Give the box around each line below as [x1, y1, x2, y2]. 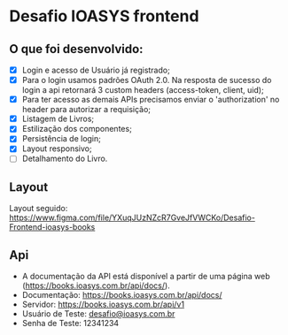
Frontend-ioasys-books [9, 222, 96, 232]
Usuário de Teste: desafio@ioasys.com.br [21, 308, 175, 319]
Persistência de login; [21, 133, 102, 144]
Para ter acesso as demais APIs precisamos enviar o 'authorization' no [21, 95, 280, 105]
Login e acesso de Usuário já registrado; [21, 65, 170, 75]
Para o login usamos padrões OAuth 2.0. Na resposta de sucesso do [21, 75, 272, 86]
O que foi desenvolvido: [9, 42, 144, 57]
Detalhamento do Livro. [21, 153, 108, 164]
